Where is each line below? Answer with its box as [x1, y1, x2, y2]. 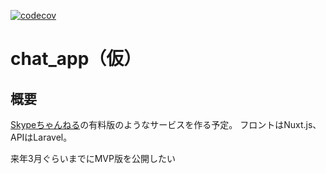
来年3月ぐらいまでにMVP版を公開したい [10, 153, 176, 164]
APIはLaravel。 [10, 131, 73, 143]
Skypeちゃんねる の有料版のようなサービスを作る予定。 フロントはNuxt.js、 [10, 119, 322, 130]
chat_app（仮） [10, 48, 142, 70]
